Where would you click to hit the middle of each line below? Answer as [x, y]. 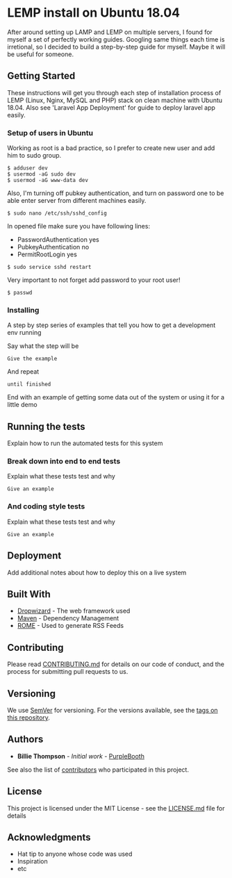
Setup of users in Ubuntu [50, 133]
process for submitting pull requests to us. [68, 672]
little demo [22, 405]
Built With [29, 594]
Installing [23, 310]
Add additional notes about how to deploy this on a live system [97, 572]
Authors [25, 739]
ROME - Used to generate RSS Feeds [70, 626]
